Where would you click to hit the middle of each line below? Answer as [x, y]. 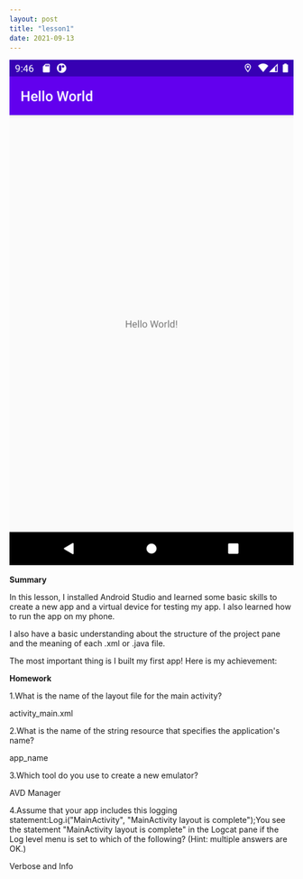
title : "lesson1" [42, 28]
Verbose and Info [41, 866]
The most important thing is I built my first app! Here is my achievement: [143, 661]
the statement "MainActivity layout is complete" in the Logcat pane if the [144, 829]
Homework [31, 679]
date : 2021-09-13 [42, 38]
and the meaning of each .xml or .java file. [87, 643]
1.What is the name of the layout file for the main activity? [116, 696]
